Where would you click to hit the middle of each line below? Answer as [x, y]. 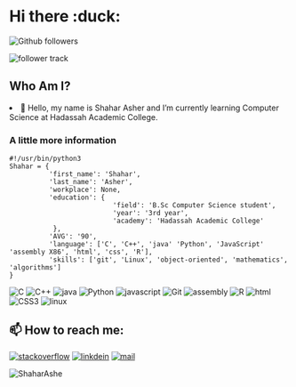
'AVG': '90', [73, 237]
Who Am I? [40, 86]
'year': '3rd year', [151, 214]
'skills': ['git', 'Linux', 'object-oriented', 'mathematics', [168, 260]
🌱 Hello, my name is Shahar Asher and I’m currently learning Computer [150, 108]
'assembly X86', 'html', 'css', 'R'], [81, 252]
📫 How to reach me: [67, 331]
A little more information [63, 140]
